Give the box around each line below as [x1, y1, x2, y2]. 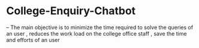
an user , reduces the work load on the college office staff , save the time [6, 30, 187, 37]
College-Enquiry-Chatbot [6, 4, 136, 18]
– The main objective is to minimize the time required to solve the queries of [6, 24, 194, 31]
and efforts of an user [6, 36, 60, 43]
